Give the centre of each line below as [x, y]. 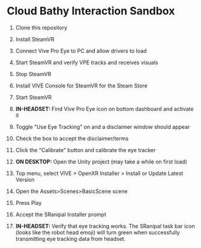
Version [25, 179]
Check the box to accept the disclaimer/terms [72, 138]
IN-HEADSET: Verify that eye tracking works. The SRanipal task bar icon [105, 226]
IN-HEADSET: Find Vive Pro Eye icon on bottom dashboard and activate [104, 108]
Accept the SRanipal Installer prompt [61, 214]
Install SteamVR [35, 39]
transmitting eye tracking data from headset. [70, 238]
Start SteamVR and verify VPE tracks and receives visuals [87, 62]
